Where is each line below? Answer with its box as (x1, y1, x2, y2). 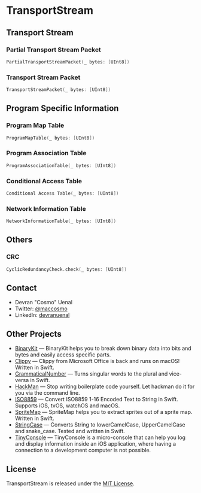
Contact (6, 283, 37, 293)
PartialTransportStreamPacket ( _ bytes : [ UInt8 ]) (6, 59, 130, 65)
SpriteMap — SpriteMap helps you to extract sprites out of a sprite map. (14, 409, 193, 416)
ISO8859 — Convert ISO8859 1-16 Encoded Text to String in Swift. (14, 396, 178, 403)
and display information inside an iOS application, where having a (14, 440, 176, 447)
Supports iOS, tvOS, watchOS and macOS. (14, 402, 120, 409)
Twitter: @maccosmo (14, 305, 68, 312)
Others (6, 235, 33, 245)
